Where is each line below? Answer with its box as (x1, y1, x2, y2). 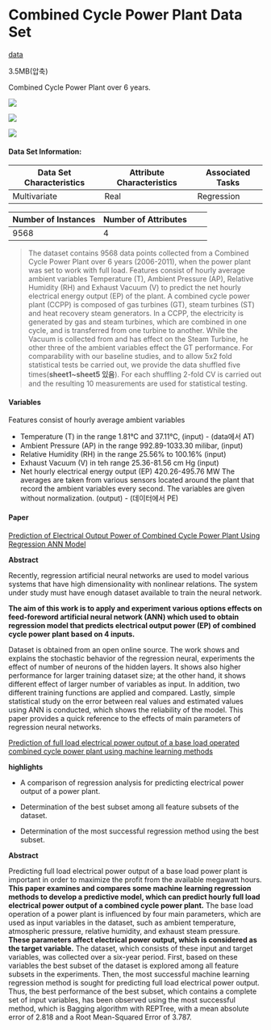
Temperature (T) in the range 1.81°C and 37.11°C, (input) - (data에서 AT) (19, 432, 255, 441)
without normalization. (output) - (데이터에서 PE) (19, 493, 179, 503)
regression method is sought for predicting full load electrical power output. (8, 977, 260, 987)
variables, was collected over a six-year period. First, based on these (8, 952, 238, 961)
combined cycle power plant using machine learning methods (8, 746, 214, 756)
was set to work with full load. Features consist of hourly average (27, 265, 246, 276)
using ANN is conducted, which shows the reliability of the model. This (8, 705, 244, 715)
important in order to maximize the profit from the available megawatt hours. (8, 875, 262, 884)
